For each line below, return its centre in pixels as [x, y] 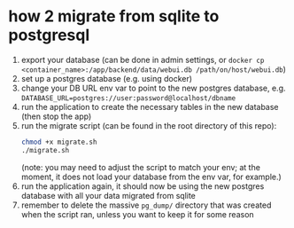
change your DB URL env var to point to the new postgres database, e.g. [153, 88]
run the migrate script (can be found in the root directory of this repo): [149, 125]
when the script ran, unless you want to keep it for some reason [137, 214]
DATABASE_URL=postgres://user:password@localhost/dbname [128, 98]
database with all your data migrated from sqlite [108, 195]
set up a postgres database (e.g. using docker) [106, 78]
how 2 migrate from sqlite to [114, 16]
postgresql [49, 35]
